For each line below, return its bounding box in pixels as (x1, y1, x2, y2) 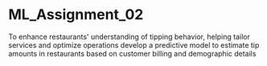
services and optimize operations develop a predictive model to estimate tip (8, 40, 260, 49)
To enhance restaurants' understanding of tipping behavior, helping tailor (8, 32, 251, 41)
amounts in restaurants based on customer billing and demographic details (8, 49, 257, 58)
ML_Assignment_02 (8, 6, 144, 24)
